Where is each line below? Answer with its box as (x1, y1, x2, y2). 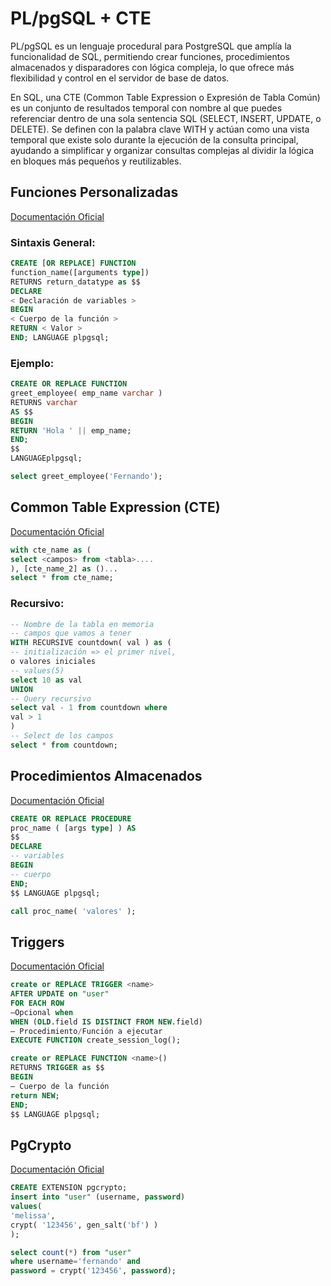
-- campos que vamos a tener (10, 628, 132, 639)
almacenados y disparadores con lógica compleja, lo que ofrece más (10, 61, 295, 73)
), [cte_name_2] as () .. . (10, 563, 118, 574)
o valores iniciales (10, 657, 97, 667)
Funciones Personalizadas (10, 184, 179, 201)
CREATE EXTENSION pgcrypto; (10, 1183, 128, 1193)
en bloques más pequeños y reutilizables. (10, 155, 182, 167)
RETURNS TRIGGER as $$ (10, 1063, 105, 1073)
